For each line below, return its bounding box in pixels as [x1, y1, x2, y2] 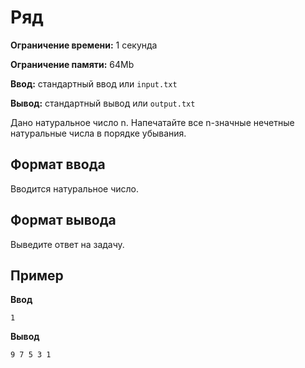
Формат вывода [10, 212, 117, 229]
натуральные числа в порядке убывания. [10, 127, 187, 139]
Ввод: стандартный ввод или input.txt [10, 77, 178, 90]
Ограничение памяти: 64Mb [10, 58, 135, 70]
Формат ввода [10, 156, 106, 173]
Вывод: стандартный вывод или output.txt [10, 97, 196, 109]
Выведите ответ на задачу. [10, 238, 125, 250]
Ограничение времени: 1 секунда [10, 39, 158, 51]
